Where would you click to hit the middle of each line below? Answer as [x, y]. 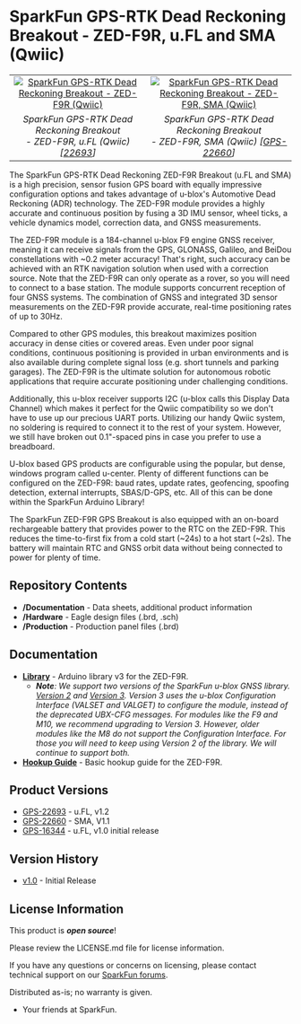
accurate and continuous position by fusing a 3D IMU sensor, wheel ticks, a [149, 213]
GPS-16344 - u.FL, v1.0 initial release [90, 831]
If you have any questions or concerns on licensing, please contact [133, 965]
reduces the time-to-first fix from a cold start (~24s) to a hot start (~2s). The [150, 538]
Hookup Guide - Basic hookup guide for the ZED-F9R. [122, 762]
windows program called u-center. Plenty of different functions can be [139, 473]
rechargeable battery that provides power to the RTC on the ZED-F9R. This [147, 529]
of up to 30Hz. [36, 316]
